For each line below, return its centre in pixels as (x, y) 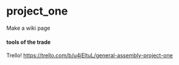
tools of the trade (29, 42)
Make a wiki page (28, 28)
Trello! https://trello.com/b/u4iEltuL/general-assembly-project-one (90, 55)
